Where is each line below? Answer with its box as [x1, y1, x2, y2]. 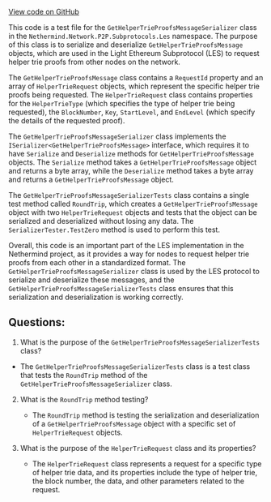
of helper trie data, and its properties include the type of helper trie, [32, 467, 257, 477]
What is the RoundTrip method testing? [19, 394, 149, 404]
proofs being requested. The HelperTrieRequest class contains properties [8, 90, 253, 100]
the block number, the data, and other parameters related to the [32, 476, 245, 486]
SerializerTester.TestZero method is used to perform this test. [8, 225, 221, 234]
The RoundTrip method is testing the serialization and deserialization [32, 410, 260, 420]
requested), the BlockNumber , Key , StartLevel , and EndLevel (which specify [8, 107, 256, 117]
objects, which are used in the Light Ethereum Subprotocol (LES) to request [8, 49, 260, 58]
